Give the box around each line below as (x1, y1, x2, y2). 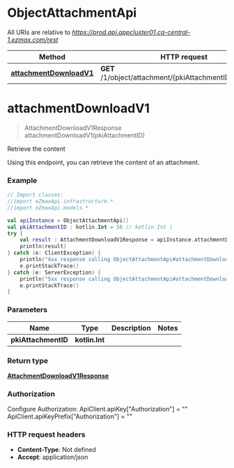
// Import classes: (7, 191, 64, 198)
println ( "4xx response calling (19, 256, 111, 263)
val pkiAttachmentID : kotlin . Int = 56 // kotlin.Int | (7, 224, 173, 231)
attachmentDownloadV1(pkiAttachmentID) (24, 131, 145, 139)
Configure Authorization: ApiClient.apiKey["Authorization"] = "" (7, 405, 188, 414)
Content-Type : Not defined (17, 446, 96, 454)
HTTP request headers (7, 430, 86, 439)
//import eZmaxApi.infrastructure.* (7, 198, 114, 205)
